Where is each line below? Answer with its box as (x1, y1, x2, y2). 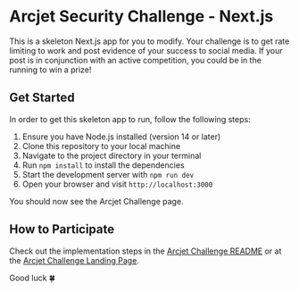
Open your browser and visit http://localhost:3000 (21, 179, 213, 189)
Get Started (9, 90, 75, 105)
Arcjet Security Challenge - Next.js (9, 6, 274, 27)
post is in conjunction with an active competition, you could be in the (9, 54, 262, 65)
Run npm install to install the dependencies (21, 159, 185, 171)
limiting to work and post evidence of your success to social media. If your (9, 45, 283, 55)
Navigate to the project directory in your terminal (21, 150, 202, 161)
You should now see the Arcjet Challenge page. (9, 196, 185, 206)
